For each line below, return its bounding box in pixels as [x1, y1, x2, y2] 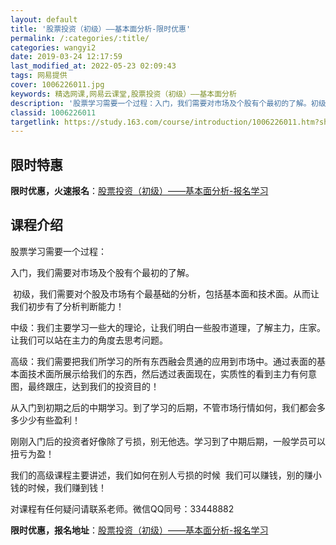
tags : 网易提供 [10, 71, 68, 81]
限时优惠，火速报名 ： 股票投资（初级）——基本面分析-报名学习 [10, 185, 269, 197]
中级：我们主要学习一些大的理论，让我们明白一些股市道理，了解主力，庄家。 [10, 321, 326, 333]
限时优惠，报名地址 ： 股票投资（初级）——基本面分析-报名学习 [10, 524, 269, 536]
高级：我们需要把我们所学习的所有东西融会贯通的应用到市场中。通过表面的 [10, 355, 317, 367]
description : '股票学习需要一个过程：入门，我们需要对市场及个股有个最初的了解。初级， [10, 98, 334, 108]
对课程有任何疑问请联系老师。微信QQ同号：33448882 [10, 502, 235, 515]
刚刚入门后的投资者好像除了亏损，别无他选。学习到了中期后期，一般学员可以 [10, 435, 326, 447]
